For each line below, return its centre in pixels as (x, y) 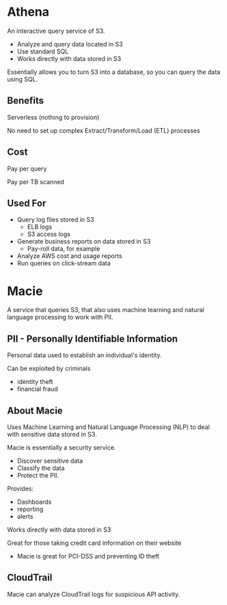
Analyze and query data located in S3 (70, 44)
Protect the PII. (38, 475)
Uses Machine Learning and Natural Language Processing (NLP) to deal (108, 427)
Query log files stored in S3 (55, 220)
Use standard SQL (43, 51)
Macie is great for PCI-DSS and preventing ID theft (88, 556)
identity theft (35, 382)
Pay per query (27, 168)
